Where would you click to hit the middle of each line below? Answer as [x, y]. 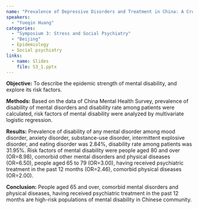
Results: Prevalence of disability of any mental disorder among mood [91, 131]
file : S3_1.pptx [37, 67]
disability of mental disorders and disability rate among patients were [90, 108]
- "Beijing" [26, 39]
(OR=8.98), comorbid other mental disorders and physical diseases [88, 157]
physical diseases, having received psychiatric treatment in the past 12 [92, 194]
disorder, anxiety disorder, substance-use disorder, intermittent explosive [96, 138]
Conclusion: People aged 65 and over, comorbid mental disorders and [92, 187]
